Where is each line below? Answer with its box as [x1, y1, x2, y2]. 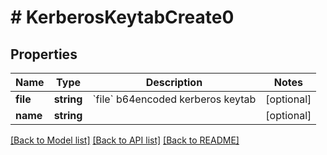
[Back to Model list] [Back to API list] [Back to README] [10, 134, 240, 146]
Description [145, 76, 203, 89]
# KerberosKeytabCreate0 [10, 6, 235, 29]
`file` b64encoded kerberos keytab [92, 92, 257, 106]
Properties [10, 46, 78, 63]
